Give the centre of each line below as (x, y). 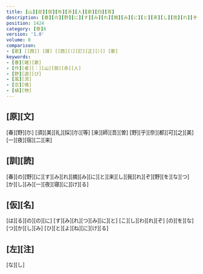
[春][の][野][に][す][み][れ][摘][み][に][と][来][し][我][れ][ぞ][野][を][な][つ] (98, 177)
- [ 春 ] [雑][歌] (24, 62)
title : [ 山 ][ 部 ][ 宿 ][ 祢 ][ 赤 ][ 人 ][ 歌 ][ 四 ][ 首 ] (60, 12)
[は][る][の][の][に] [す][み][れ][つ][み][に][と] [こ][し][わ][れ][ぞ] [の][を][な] (100, 221)
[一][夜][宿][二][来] (29, 140)
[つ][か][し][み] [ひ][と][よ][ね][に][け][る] (57, 228)
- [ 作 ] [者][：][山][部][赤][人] (44, 68)
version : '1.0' (25, 34)
